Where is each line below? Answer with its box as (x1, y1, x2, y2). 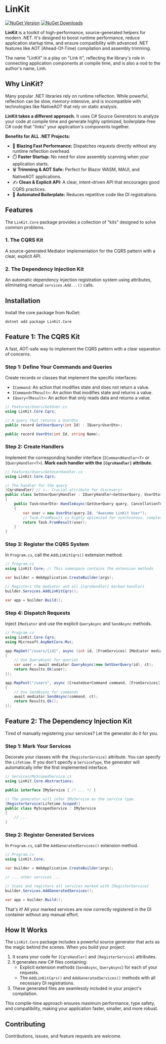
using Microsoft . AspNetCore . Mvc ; (5, 639, 74, 644)
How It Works (5, 926, 48, 934)
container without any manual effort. (5, 911, 79, 918)
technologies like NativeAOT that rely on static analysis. (5, 103, 118, 110)
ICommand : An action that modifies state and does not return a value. (12, 384, 150, 390)
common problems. (5, 224, 45, 230)
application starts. (12, 161, 49, 167)
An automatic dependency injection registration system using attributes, (5, 277, 152, 283)
